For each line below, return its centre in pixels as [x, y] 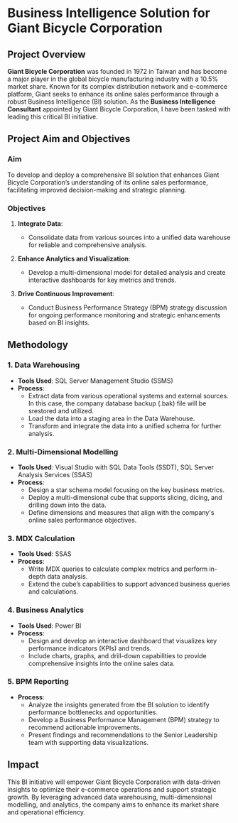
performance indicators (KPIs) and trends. [90, 648]
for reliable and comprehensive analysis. [87, 245]
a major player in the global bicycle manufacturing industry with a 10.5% [113, 79]
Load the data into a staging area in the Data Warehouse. [112, 418]
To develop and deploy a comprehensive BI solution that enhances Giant [113, 175]
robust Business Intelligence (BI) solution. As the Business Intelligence [112, 102]
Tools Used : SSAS [45, 554]
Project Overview [47, 54]
